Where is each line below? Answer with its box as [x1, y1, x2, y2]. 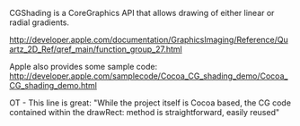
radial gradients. [9, 17, 70, 28]
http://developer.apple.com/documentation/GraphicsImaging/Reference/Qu [9, 35, 289, 45]
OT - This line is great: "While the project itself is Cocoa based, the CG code [9, 97, 292, 108]
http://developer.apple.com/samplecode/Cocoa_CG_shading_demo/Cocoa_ [9, 71, 288, 81]
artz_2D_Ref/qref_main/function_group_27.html [9, 44, 182, 55]
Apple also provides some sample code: [9, 62, 158, 71]
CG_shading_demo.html [9, 80, 97, 90]
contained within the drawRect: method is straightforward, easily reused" [9, 107, 280, 117]
